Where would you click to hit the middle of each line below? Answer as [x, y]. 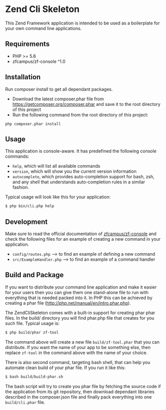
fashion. [21, 187]
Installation [23, 77]
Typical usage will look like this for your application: [58, 197]
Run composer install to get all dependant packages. [59, 89]
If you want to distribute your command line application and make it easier [81, 287]
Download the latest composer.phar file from [58, 99]
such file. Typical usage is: [32, 323]
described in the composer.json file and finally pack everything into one [79, 397]
